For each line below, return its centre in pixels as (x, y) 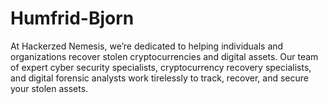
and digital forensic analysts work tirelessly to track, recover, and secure (159, 78)
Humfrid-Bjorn (72, 18)
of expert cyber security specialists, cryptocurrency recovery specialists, (161, 67)
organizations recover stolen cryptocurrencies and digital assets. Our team (164, 56)
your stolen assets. (49, 88)
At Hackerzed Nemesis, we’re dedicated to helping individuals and (147, 46)
